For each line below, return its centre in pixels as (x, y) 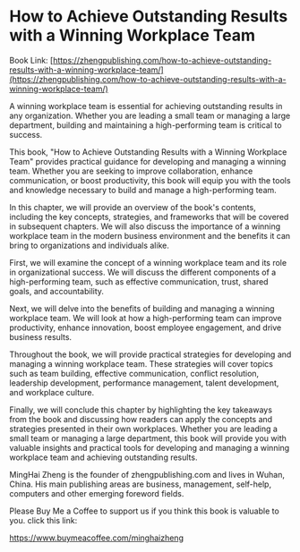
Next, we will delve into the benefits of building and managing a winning (142, 308)
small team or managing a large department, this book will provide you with (148, 438)
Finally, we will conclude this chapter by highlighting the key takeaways (141, 410)
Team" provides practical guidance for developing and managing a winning (148, 161)
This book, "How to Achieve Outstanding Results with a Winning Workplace (148, 152)
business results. (41, 336)
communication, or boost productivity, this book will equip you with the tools (150, 180)
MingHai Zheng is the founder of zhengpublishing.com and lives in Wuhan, (147, 474)
